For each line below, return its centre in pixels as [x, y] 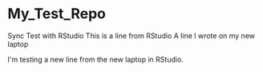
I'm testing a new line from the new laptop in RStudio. [95, 59]
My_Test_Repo [57, 14]
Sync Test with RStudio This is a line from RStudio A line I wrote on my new [131, 36]
